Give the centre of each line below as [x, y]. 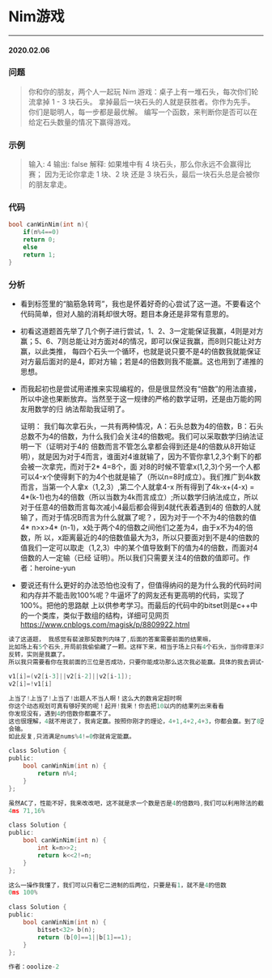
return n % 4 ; [58, 774]
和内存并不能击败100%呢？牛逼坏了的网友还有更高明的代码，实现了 [132, 595]
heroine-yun [55, 568]
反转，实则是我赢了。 [38, 654]
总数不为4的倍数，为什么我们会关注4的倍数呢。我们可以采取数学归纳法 [138, 436]
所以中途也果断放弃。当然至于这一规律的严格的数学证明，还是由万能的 [137, 398]
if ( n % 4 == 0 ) [41, 232]
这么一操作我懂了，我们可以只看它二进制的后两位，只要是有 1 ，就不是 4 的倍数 [117, 885]
